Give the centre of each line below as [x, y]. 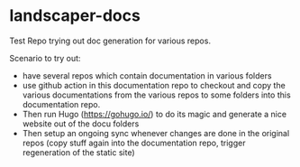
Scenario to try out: [45, 58]
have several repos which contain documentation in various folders [147, 75]
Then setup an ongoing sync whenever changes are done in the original [156, 133]
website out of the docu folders [81, 124]
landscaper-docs [75, 16]
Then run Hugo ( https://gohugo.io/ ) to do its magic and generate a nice [154, 114]
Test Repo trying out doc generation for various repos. [110, 41]
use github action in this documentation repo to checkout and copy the [154, 85]
